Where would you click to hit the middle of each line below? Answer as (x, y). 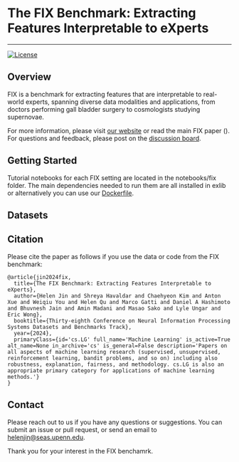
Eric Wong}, (25, 315)
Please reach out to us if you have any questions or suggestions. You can (115, 422)
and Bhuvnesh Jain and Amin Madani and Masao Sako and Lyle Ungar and (114, 308)
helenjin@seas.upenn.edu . (46, 437)
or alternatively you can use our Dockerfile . (71, 193)
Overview (30, 77)
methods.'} (23, 377)
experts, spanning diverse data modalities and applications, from (120, 102)
